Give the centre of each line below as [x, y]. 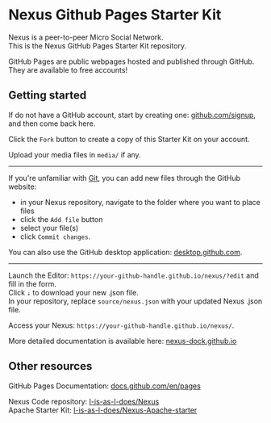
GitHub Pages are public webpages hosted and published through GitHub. [131, 61]
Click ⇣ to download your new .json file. [73, 292]
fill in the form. [32, 283]
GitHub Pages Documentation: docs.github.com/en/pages [105, 386]
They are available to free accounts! [68, 69]
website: [23, 186]
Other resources [50, 366]
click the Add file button [61, 219]
